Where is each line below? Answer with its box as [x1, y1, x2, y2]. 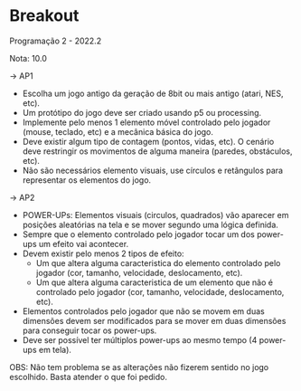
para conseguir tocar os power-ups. [22, 325, 157, 336]
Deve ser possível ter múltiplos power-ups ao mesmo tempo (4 [22, 334, 258, 345]
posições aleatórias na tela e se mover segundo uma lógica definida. [22, 219, 278, 230]
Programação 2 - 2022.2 [9, 35, 102, 46]
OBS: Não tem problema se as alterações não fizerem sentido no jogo [9, 361, 269, 372]
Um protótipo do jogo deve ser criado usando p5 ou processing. [22, 107, 262, 118]
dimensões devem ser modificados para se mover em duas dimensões [22, 315, 287, 326]
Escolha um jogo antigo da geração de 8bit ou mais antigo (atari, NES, [22, 88, 284, 99]
